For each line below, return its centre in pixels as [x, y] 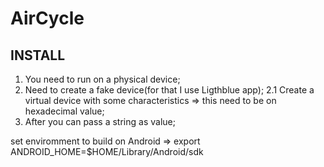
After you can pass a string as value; [100, 121]
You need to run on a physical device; [102, 79]
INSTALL [38, 55]
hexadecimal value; [64, 111]
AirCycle [47, 18]
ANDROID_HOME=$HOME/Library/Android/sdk [107, 151]
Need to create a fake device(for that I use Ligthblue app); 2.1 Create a [169, 90]
